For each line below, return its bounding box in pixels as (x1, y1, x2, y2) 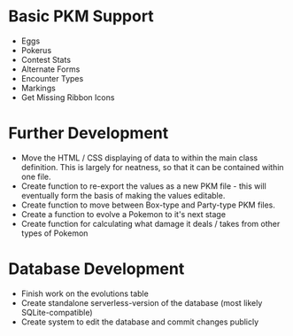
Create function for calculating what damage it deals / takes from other (20, 218, 281, 229)
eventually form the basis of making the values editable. (20, 190, 226, 200)
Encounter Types (20, 73, 84, 83)
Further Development (8, 123, 169, 144)
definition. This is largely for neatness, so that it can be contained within (20, 161, 284, 172)
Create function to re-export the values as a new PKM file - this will (20, 180, 266, 191)
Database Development (8, 259, 185, 279)
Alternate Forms (20, 64, 81, 74)
